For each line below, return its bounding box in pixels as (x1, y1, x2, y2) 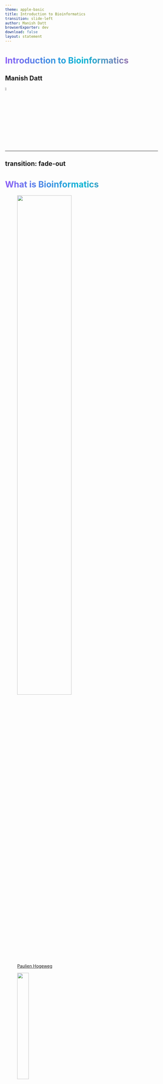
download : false (5, 30, 38, 34)
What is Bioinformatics (5, 179, 99, 190)
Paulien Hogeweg (17, 963, 52, 969)
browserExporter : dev (5, 25, 49, 30)
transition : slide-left (5, 16, 53, 21)
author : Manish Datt (5, 20, 47, 26)
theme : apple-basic (5, 7, 45, 12)
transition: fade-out (5, 159, 66, 168)
